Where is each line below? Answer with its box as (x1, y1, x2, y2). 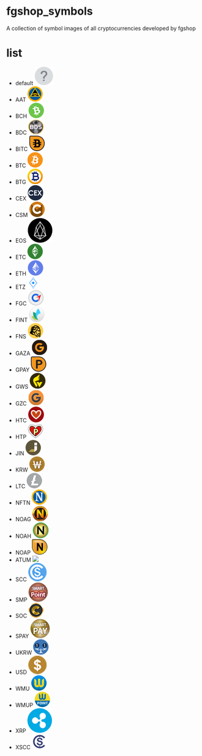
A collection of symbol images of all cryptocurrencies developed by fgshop (6, 25, 196, 32)
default (15, 79, 34, 86)
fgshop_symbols (6, 4, 93, 18)
